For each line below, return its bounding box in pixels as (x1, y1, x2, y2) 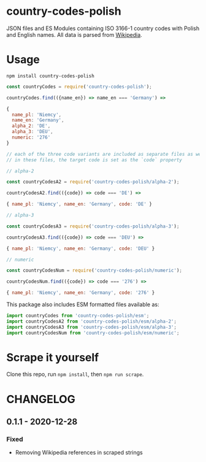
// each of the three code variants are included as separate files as (6, 151, 193, 157)
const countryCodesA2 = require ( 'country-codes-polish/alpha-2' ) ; (6, 179, 180, 185)
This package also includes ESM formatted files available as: (6, 301, 159, 308)
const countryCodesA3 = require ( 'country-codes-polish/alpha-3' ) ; (6, 223, 180, 229)
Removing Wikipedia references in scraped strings (15, 449, 143, 456)
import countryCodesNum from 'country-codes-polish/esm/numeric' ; (6, 329, 180, 336)
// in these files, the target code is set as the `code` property (6, 156, 183, 163)
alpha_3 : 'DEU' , (12, 129, 53, 135)
